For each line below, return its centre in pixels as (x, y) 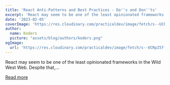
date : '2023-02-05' (26, 19)
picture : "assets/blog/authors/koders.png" (56, 38)
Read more (17, 77)
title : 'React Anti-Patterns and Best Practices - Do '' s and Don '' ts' (81, 10)
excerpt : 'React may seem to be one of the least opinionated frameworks (85, 15)
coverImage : (18, 24)
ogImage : (14, 43)
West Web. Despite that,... (32, 67)
